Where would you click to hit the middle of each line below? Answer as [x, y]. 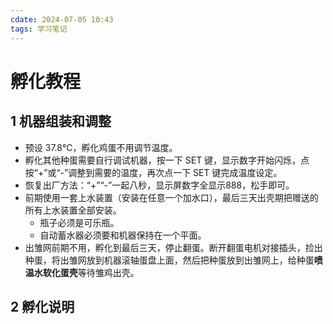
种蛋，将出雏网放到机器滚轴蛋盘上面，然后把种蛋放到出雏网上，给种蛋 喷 [173, 260]
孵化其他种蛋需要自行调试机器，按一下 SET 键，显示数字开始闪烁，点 [167, 160]
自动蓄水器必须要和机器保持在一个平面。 [123, 235]
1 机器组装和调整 [61, 121]
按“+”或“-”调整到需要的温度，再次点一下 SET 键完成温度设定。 [153, 172]
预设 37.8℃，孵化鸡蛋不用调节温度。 [101, 147]
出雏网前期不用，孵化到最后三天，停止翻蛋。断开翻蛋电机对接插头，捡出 [173, 247]
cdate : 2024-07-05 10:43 [62, 19]
